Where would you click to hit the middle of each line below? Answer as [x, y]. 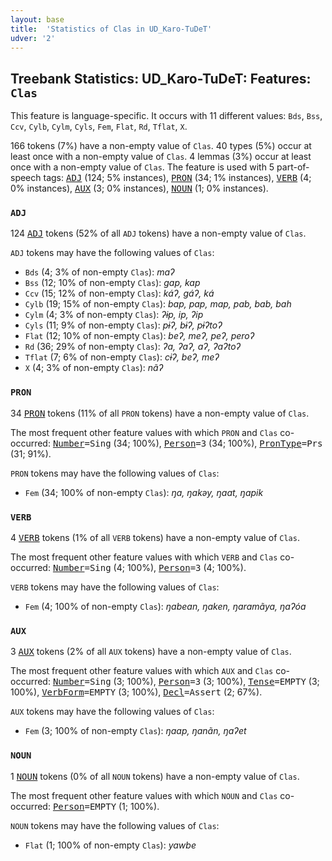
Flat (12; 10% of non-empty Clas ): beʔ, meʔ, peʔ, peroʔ [139, 336]
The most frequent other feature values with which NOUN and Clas [144, 795]
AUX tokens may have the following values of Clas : [112, 712]
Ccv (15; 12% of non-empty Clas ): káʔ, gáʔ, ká [119, 293]
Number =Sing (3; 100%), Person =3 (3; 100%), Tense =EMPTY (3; [186, 682]
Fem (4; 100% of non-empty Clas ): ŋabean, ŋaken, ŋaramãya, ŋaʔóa [165, 607]
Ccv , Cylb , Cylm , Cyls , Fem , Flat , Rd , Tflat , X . [99, 127]
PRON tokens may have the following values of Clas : [115, 473]
